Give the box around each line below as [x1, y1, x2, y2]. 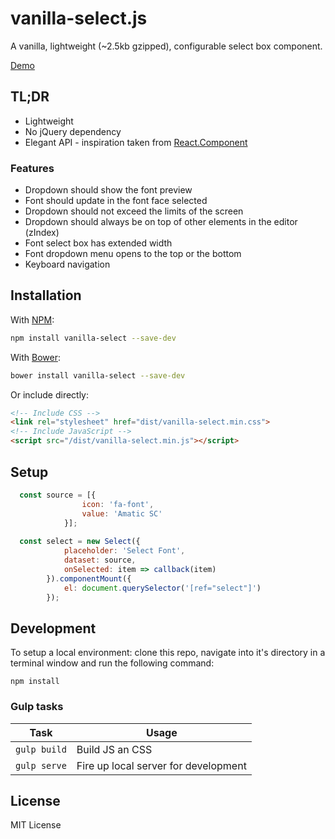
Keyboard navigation [24, 258, 111, 271]
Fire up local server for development [76, 758, 247, 772]
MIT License [10, 819, 62, 831]
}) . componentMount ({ [46, 573, 132, 584]
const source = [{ [19, 490, 97, 500]
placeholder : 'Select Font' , [63, 546, 186, 556]
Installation [10, 287, 82, 304]
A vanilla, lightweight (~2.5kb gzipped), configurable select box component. [10, 40, 323, 52]
